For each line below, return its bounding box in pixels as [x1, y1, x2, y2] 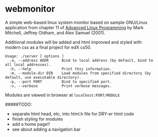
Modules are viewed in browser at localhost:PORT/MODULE [5, 92, 120, 98]
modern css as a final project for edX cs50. [5, 44, 91, 50]
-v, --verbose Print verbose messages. [9, 84, 112, 88]
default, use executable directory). [5, 75, 82, 80]
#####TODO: [5, 101, 33, 107]
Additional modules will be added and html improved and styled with [5, 39, 142, 45]
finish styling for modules [12, 116, 63, 122]
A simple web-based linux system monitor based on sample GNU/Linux [5, 19, 148, 25]
